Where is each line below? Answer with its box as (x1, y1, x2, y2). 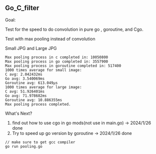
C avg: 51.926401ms (5, 89, 45, 94)
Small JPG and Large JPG (5, 45, 57, 51)
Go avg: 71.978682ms (5, 93, 47, 98)
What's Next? (5, 110, 33, 116)
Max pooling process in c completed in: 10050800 (5, 55, 109, 60)
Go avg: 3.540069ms (5, 76, 45, 81)
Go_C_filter (5, 4, 40, 12)
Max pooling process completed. (5, 102, 71, 107)
